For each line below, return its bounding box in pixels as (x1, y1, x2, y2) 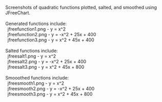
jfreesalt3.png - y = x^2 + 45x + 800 (7, 64, 85, 70)
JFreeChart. (5, 10, 31, 16)
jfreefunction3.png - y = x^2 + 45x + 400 (7, 37, 95, 43)
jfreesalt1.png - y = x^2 (7, 53, 56, 59)
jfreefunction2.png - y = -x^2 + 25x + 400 (7, 32, 96, 37)
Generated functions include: (5, 20, 67, 27)
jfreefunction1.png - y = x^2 (7, 26, 66, 32)
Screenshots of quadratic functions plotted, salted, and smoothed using (5, 5, 157, 10)
